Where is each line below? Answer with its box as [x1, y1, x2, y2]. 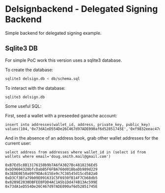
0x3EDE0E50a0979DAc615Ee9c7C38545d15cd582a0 [5, 171, 98, 176]
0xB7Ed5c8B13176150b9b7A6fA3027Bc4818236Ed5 [5, 163, 98, 168]
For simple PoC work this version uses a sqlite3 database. [5, 57, 122, 63]
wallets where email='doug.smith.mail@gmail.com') [5, 154, 111, 159]
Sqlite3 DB [5, 44, 38, 52]
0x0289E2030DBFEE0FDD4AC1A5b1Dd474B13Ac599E [5, 180, 98, 185]
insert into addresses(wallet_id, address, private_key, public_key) [5, 122, 151, 127]
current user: [5, 140, 31, 146]
